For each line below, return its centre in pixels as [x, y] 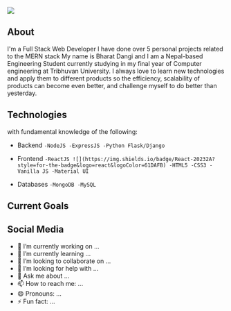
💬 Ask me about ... [43, 276]
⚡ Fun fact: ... [36, 301]
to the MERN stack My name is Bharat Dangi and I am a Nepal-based [105, 56]
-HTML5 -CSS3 [188, 165]
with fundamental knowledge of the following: [73, 131]
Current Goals [38, 206]
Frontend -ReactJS [44, 158]
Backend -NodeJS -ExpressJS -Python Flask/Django [91, 145]
